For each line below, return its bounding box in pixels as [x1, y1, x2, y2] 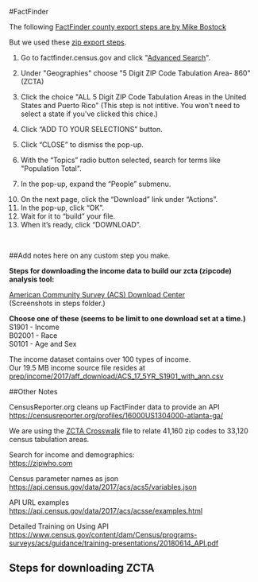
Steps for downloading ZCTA [9, 561, 155, 575]
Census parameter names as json [9, 474, 119, 483]
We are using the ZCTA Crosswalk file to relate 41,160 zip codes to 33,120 [9, 426, 248, 436]
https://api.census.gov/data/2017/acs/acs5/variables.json [9, 483, 197, 491]
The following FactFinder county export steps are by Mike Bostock [9, 22, 227, 31]
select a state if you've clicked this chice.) [20, 109, 158, 118]
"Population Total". [20, 164, 82, 173]
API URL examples [9, 498, 70, 507]
